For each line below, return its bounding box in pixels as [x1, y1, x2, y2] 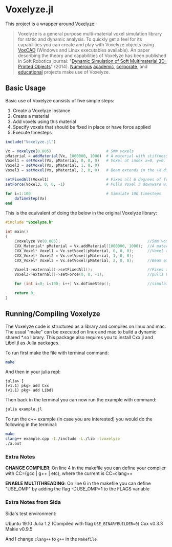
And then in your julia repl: [5, 369, 61, 375]
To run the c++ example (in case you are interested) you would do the [5, 416, 153, 422]
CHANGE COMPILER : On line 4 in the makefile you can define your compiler [5, 465, 166, 471]
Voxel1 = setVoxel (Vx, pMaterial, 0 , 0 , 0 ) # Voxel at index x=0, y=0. [5, 158, 166, 163]
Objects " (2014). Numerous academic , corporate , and [34, 63, 148, 69]
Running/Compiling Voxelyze [5, 310, 101, 319]
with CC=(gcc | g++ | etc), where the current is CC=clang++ [5, 470, 133, 477]
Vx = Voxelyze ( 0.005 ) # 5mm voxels [5, 148, 134, 154]
